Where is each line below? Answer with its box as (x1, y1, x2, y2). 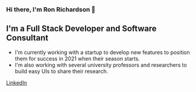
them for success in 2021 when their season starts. (14, 55, 140, 62)
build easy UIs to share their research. (14, 68, 108, 75)
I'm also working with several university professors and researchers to (14, 61, 187, 68)
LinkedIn (6, 79, 27, 86)
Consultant (6, 33, 49, 43)
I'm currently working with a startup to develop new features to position (14, 49, 190, 56)
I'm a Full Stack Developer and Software (6, 24, 157, 34)
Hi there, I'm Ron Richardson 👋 (6, 5, 96, 14)
